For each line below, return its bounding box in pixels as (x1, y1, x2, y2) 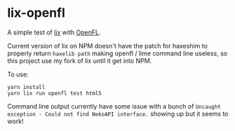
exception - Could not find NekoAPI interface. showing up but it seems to (7, 109, 229, 118)
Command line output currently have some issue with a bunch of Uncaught (7, 102, 221, 110)
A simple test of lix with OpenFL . (7, 28, 101, 36)
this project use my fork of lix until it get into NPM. (7, 56, 152, 64)
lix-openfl (7, 5, 65, 21)
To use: (7, 70, 29, 78)
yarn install (7, 83, 46, 90)
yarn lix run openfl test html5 (7, 90, 102, 97)
